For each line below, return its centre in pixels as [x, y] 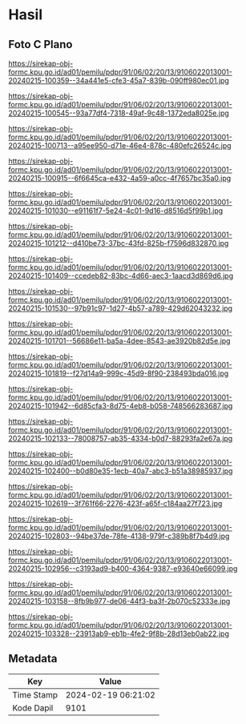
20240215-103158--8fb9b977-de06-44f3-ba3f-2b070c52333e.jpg [119, 601]
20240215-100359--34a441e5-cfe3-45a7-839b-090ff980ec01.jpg [119, 80]
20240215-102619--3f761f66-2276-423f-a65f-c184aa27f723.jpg [115, 503]
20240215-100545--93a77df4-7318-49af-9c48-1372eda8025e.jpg [119, 113]
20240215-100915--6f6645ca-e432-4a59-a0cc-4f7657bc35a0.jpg [120, 178]
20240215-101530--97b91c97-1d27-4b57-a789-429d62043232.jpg [121, 308]
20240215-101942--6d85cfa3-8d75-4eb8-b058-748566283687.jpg [121, 406]
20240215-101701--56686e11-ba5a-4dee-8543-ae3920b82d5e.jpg [119, 341]
